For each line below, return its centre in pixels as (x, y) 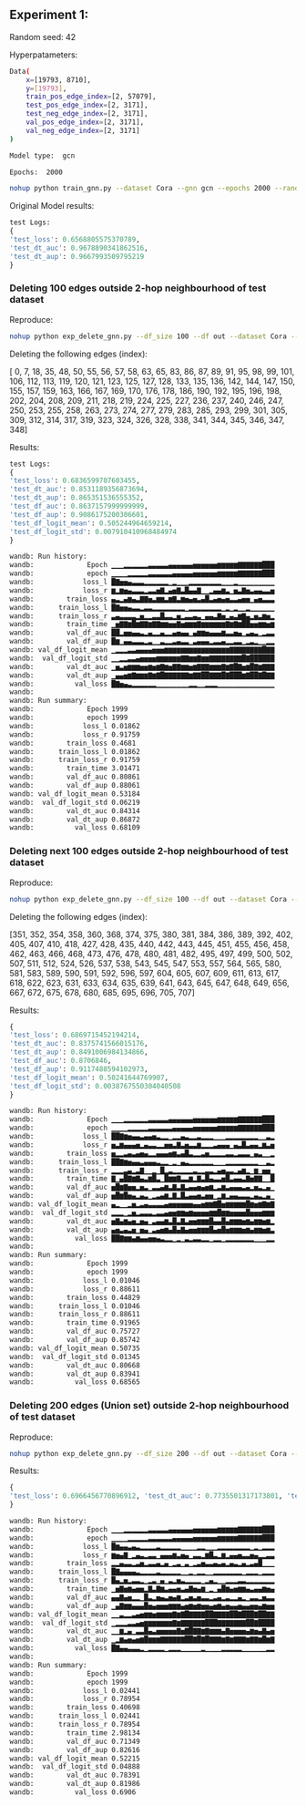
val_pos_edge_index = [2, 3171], (85, 122)
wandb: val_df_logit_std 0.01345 (75, 1357)
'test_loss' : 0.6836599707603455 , (75, 481)
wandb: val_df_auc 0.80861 (75, 777)
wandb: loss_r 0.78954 (75, 1699)
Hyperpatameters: (44, 55)
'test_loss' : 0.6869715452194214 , (75, 1035)
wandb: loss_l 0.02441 (75, 1690)
